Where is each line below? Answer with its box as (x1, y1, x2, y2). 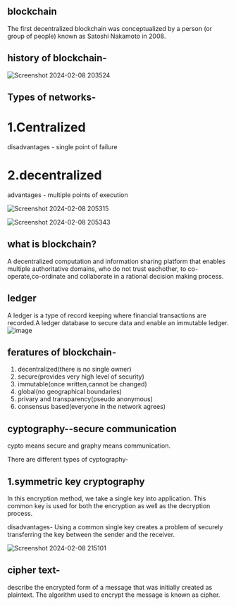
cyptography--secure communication (7, 422, 178, 435)
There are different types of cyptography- (7, 455, 129, 464)
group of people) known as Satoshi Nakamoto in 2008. (7, 32, 166, 40)
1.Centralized (7, 120, 86, 136)
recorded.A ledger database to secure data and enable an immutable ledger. (7, 318, 229, 327)
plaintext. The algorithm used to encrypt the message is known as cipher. (7, 591, 221, 599)
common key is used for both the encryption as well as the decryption (7, 501, 211, 510)
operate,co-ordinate (7, 272, 66, 280)
